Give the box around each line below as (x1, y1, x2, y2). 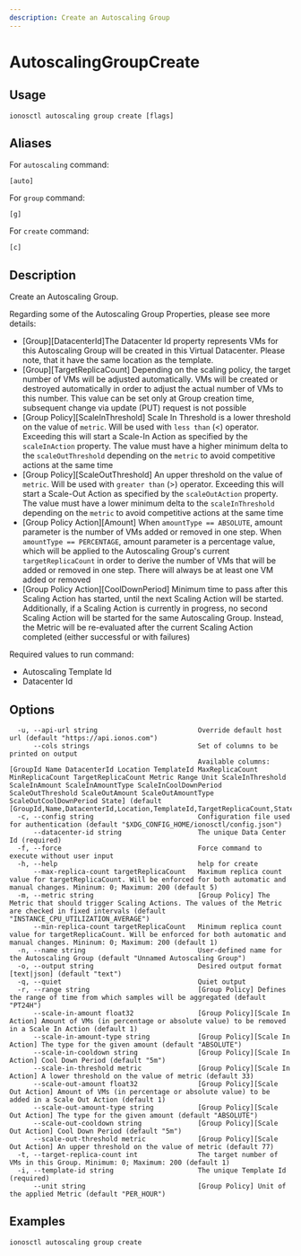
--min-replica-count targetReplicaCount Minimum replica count (32, 923, 282, 932)
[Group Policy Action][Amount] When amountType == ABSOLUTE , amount (21, 517, 283, 528)
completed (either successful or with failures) (21, 632, 191, 642)
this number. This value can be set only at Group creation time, (21, 393, 254, 404)
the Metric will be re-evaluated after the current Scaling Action (21, 622, 254, 633)
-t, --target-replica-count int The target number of (17, 1151, 279, 1160)
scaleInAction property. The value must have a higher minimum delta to (21, 441, 288, 452)
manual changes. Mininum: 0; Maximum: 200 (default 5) (9, 883, 219, 892)
